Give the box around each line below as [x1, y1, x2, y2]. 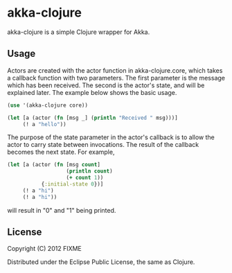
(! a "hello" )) [22, 121, 67, 127]
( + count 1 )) [66, 175, 104, 182]
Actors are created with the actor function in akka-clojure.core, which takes [7, 66, 223, 74]
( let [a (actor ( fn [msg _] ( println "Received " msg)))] [7, 114, 178, 121]
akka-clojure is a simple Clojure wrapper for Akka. [7, 28, 150, 36]
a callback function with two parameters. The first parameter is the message [7, 73, 225, 82]
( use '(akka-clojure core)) [7, 102, 89, 109]
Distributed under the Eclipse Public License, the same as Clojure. [7, 258, 195, 266]
